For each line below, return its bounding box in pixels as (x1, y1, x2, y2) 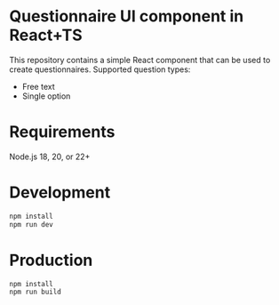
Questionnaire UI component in (9, 6, 244, 27)
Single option (21, 91, 71, 101)
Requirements (9, 122, 116, 142)
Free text (21, 81, 55, 92)
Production (9, 250, 93, 270)
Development (9, 182, 111, 203)
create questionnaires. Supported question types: (9, 64, 191, 75)
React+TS (9, 25, 83, 45)
